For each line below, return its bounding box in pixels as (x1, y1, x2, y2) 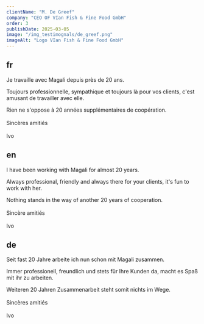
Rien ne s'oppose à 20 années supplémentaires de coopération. (6, 106, 167, 113)
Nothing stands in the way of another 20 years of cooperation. (6, 196, 163, 203)
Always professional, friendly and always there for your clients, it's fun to (6, 178, 189, 185)
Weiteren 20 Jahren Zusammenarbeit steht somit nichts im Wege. (6, 286, 171, 293)
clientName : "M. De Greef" (6, 9, 75, 15)
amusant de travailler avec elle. (6, 94, 85, 101)
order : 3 (6, 20, 29, 26)
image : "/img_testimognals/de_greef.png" (6, 32, 113, 38)
